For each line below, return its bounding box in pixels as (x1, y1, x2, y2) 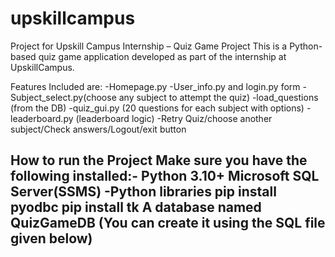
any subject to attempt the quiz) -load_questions (118, 91, 319, 103)
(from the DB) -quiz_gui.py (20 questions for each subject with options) (10, 102, 305, 114)
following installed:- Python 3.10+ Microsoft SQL (10, 168, 320, 185)
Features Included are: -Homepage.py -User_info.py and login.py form (10, 80, 301, 92)
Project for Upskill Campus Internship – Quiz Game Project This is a (10, 40, 288, 52)
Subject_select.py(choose (10, 91, 117, 103)
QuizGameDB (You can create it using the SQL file (10, 215, 326, 232)
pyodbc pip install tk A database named (10, 199, 262, 216)
